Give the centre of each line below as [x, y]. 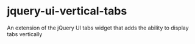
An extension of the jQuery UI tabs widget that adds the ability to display [98, 28]
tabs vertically [25, 34]
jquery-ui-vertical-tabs [67, 11]
